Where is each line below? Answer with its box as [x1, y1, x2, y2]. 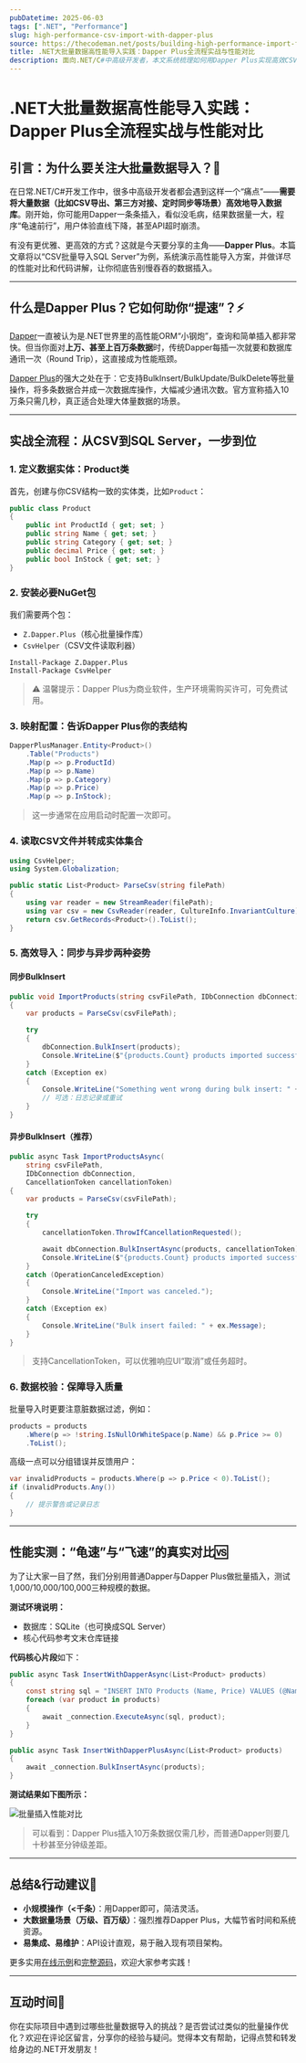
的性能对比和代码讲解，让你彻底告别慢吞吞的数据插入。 [9, 262, 217, 273]
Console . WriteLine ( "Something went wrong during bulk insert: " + [42, 1084, 300, 1095]
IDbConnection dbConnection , [25, 1169, 137, 1179]
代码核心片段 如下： [9, 1651, 82, 1663]
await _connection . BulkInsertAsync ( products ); [25, 1762, 206, 1772]
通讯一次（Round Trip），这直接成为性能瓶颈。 [9, 353, 182, 364]
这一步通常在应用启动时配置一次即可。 [31, 809, 176, 820]
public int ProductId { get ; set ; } [25, 521, 166, 530]
